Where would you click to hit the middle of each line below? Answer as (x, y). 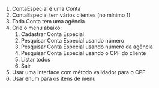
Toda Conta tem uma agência (48, 21)
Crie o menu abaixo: (37, 28)
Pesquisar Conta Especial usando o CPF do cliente (83, 53)
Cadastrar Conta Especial (52, 34)
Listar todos (36, 60)
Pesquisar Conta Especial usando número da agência (87, 47)
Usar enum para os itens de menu (54, 78)
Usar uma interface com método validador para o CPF (79, 72)
